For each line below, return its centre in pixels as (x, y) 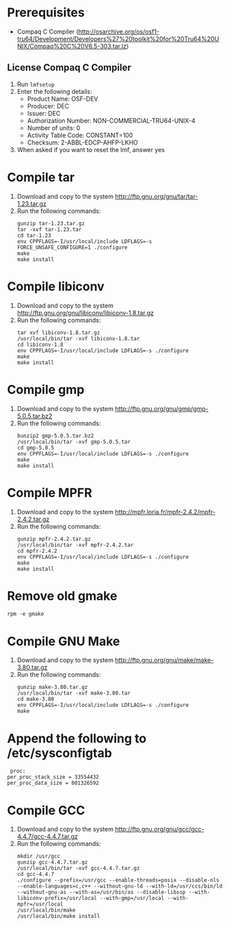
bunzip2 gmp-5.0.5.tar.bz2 (55, 436)
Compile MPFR (50, 493)
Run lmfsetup (36, 84)
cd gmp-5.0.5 (36, 448)
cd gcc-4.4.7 (36, 875)
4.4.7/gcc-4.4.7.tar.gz (48, 836)
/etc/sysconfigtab (60, 753)
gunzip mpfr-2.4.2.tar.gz (54, 539)
